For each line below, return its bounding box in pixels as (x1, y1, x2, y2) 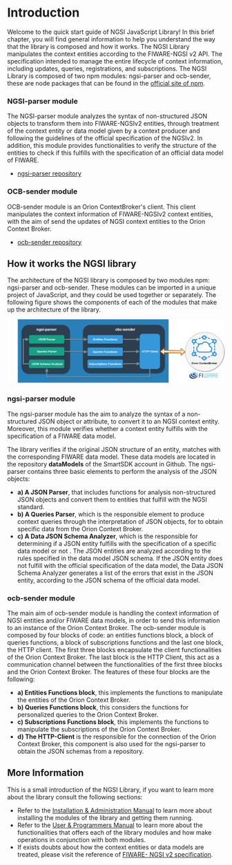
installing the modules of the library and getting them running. (17, 813, 193, 821)
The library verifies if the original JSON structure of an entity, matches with (7, 445, 221, 453)
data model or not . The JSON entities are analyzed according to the (17, 546, 211, 555)
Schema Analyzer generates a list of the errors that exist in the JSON (17, 569, 213, 577)
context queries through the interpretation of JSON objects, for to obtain (17, 517, 223, 526)
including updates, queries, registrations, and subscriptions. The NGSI (7, 64, 207, 73)
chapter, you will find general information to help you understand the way (7, 35, 215, 43)
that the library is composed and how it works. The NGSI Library (7, 42, 190, 50)
